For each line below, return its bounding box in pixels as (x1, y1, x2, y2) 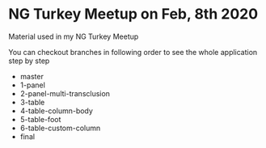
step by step (8, 56, 50, 66)
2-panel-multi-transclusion (19, 88, 111, 98)
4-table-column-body (19, 106, 93, 116)
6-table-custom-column (19, 123, 101, 133)
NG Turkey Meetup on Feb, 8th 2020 (8, 5, 259, 23)
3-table (19, 97, 45, 107)
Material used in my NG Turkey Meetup (8, 32, 139, 41)
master (19, 71, 44, 81)
